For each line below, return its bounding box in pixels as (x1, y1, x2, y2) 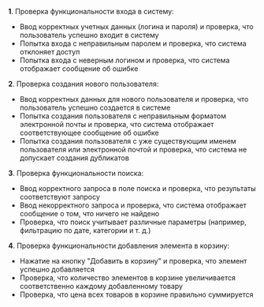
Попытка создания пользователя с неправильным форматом (19, 111, 227, 121)
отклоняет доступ (19, 47, 80, 56)
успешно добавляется (19, 264, 95, 274)
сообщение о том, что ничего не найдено (19, 209, 160, 218)
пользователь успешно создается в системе (19, 103, 171, 112)
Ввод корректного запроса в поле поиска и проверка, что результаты (19, 184, 256, 193)
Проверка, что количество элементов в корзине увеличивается (19, 273, 236, 283)
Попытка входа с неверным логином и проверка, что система (19, 55, 230, 65)
